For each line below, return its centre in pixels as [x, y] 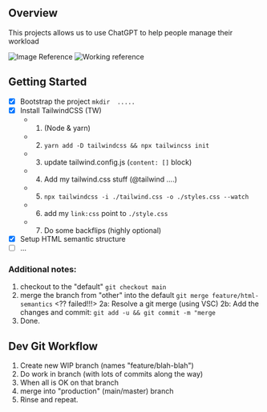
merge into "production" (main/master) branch [97, 391]
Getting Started [48, 82]
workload [24, 41]
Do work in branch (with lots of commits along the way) [111, 373]
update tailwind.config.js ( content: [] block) [118, 162]
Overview [33, 13]
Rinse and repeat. [49, 399]
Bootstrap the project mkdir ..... [77, 101]
